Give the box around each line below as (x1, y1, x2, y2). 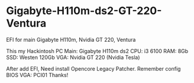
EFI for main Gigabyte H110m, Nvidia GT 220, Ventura (6, 36, 136, 43)
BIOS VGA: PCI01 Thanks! (6, 71, 69, 78)
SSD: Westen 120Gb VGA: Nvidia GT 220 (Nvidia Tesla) (6, 54, 140, 61)
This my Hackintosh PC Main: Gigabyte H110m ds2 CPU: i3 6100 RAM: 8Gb (6, 47, 189, 54)
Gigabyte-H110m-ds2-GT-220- (6, 4, 162, 18)
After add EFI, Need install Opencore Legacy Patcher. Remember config (6, 65, 181, 72)
